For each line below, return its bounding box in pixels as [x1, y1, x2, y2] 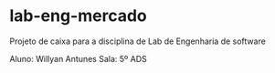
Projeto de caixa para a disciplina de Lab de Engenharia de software [9, 36, 267, 47]
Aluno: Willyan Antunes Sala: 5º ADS [9, 53, 148, 64]
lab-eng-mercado [9, 5, 148, 26]
